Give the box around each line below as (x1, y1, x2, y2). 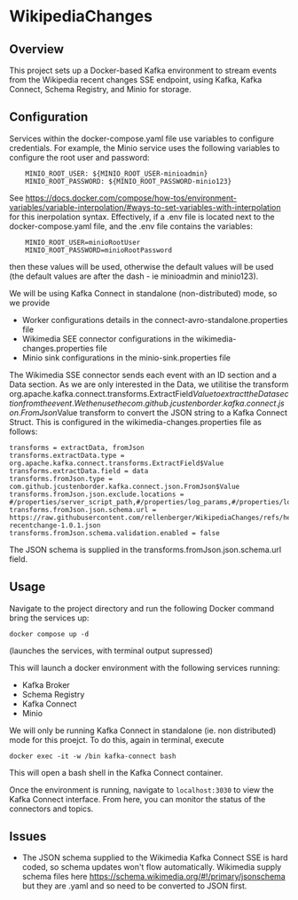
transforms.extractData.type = (9, 451, 125, 460)
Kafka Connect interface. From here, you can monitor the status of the (9, 793, 266, 804)
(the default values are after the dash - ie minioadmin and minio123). (9, 271, 259, 281)
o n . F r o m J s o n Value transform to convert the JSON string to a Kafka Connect (9, 407, 288, 418)
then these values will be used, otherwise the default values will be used (9, 261, 274, 272)
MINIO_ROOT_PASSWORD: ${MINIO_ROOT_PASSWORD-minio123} (25, 177, 232, 186)
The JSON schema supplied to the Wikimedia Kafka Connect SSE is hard (21, 852, 288, 863)
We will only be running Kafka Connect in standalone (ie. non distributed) (9, 725, 277, 736)
